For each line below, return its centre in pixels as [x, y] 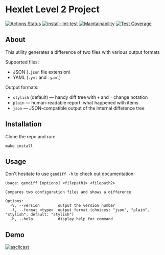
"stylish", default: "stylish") [40, 215]
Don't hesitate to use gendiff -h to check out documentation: [70, 174]
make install [19, 146]
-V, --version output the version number [63, 206]
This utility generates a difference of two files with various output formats [82, 52]
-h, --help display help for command [62, 219]
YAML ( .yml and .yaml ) [37, 77]
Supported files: [22, 62]
